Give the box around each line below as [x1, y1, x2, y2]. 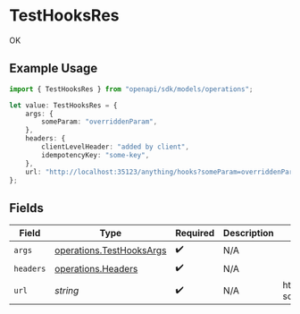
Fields [9, 200, 45, 216]
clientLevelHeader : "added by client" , [41, 142, 190, 151]
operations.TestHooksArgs [54, 243, 167, 256]
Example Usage [9, 61, 98, 76]
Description [222, 227, 274, 240]
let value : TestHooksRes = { [9, 100, 118, 110]
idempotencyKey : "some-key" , [41, 150, 150, 159]
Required [175, 227, 215, 240]
